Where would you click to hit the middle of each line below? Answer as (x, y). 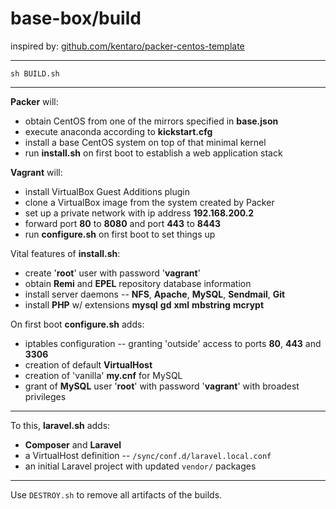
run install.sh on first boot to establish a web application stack (153, 153)
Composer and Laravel (73, 444)
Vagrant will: (36, 172)
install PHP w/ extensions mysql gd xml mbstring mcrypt (144, 304)
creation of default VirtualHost (88, 364)
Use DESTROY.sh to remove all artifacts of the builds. (116, 494)
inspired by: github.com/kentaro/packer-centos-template (127, 46)
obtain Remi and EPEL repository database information (138, 283)
